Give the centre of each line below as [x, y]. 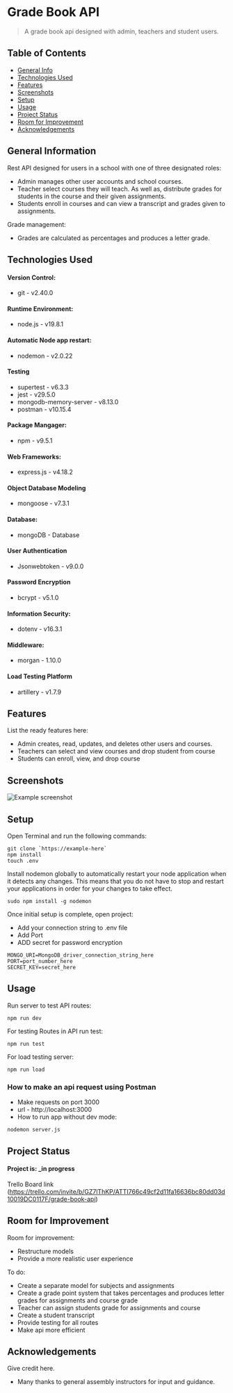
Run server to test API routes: [49, 1005]
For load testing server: [41, 1057]
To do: [16, 1272]
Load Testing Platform [40, 676]
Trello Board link [31, 1184]
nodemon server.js [34, 1130]
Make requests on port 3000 [58, 1102]
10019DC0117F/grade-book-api [51, 1199]
